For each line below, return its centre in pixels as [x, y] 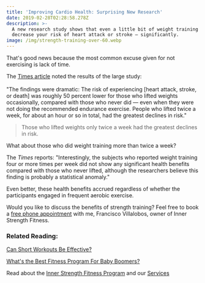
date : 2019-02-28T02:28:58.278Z [47, 18]
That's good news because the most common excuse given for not [91, 58]
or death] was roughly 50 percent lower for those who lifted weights [92, 96]
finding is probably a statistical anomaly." [58, 177]
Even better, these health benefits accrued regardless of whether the [93, 189]
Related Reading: [32, 236]
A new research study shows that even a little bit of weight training [105, 29]
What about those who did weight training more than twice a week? [91, 145]
